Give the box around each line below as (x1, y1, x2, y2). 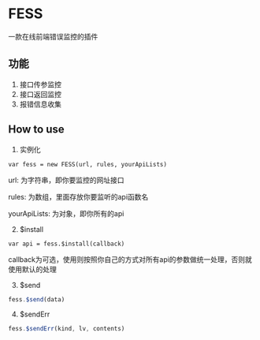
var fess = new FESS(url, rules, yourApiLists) (8, 160, 168, 168)
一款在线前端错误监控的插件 (8, 32, 98, 41)
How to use (8, 123, 65, 136)
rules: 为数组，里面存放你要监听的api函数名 (8, 192, 149, 201)
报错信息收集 (19, 99, 61, 109)
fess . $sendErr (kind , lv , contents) (8, 325, 125, 333)
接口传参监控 (19, 80, 61, 89)
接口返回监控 (19, 89, 61, 99)
